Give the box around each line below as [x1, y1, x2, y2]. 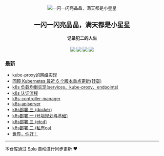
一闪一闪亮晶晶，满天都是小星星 [34, 21, 130, 29]
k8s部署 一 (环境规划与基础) [12, 112, 68, 119]
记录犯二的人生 [67, 35, 97, 41]
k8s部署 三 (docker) [12, 106, 52, 112]
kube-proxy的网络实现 [12, 72, 58, 78]
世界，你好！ [12, 131, 38, 137]
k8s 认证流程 [12, 90, 38, 96]
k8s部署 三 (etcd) [12, 119, 47, 124]
